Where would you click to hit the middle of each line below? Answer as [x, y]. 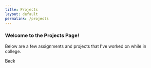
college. [13, 51]
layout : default [21, 14]
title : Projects [21, 9]
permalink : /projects [27, 18]
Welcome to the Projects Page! [42, 35]
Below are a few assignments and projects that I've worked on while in [76, 46]
